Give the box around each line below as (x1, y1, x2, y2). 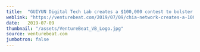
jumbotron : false (6, 36, 49, 42)
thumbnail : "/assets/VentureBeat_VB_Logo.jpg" (6, 25, 124, 32)
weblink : (6, 14, 28, 20)
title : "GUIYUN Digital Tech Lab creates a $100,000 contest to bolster (6, 8, 193, 15)
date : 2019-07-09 (6, 20, 55, 26)
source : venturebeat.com (6, 31, 68, 37)
